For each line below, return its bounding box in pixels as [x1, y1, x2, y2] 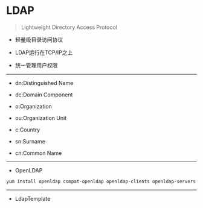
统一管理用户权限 [14, 61, 58, 69]
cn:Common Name [14, 149, 62, 157]
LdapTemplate [14, 195, 51, 202]
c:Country [14, 126, 40, 133]
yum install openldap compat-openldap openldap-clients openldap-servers [6, 178, 196, 184]
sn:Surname [14, 137, 45, 145]
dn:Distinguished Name [14, 79, 74, 86]
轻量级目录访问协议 [14, 36, 63, 43]
